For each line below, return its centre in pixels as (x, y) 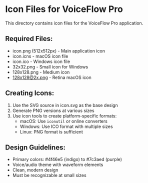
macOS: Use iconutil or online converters (63, 121)
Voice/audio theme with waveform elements (58, 165)
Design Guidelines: (35, 147)
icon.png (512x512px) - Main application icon (58, 50)
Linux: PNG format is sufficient (51, 131)
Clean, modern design (35, 170)
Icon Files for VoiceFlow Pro (64, 9)
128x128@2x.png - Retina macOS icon (52, 77)
